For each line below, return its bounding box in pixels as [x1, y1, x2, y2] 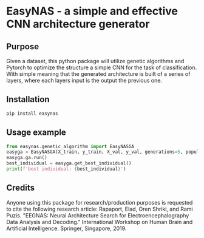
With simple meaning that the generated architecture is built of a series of [6, 70, 191, 77]
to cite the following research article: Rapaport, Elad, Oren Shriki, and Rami [6, 205, 193, 212]
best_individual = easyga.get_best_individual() [6, 160, 132, 166]
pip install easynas [6, 110, 59, 117]
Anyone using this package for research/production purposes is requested [6, 199, 193, 206]
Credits [6, 183, 35, 193]
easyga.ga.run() [6, 155, 47, 161]
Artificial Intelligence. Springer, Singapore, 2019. [6, 225, 127, 232]
